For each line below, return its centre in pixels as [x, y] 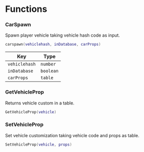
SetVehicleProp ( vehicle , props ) [38, 145]
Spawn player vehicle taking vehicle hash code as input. [63, 35]
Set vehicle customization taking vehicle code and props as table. [72, 135]
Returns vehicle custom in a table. [40, 103]
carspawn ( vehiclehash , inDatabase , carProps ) [53, 45]
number [48, 64]
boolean [49, 71]
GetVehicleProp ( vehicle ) [31, 112]
